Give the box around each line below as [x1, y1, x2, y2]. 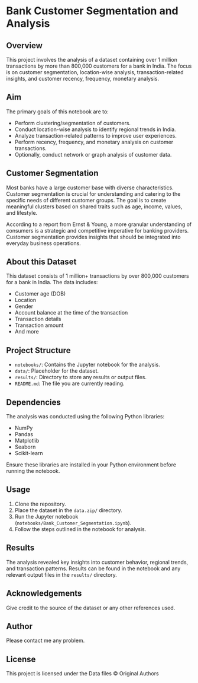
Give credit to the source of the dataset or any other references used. [6, 604, 176, 611]
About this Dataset [6, 257, 77, 267]
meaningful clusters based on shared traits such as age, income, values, [6, 203, 183, 210]
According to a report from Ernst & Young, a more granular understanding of [6, 221, 192, 228]
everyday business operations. [6, 239, 81, 247]
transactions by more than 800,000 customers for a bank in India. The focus [6, 62, 192, 69]
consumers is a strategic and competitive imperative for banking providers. [6, 227, 189, 234]
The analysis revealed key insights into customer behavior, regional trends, [6, 558, 189, 566]
